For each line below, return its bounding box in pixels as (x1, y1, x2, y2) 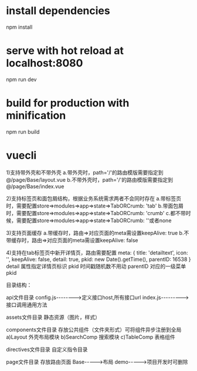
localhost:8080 (6, 57, 83, 70)
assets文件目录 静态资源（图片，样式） (6, 314, 101, 321)
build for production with (6, 97, 130, 110)
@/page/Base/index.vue (6, 183, 64, 190)
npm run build (6, 128, 40, 135)
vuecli (6, 149, 37, 162)
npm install (6, 23, 33, 30)
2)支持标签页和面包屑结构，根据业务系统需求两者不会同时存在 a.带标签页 (6, 195, 182, 202)
